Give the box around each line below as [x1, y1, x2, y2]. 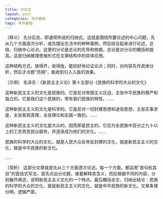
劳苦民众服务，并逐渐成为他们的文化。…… [21, 129, 106, 134]
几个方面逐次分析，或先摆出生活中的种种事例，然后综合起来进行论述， [9, 41, 149, 47]
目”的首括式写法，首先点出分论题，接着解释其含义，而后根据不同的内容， [5, 171, 152, 177]
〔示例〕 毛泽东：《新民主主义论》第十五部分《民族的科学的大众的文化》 [5, 80, 149, 85]
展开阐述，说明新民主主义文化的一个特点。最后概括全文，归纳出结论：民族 [9, 177, 158, 182]
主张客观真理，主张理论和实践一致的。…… [13, 112, 98, 118]
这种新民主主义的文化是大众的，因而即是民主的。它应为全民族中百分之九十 [5, 122, 154, 129]
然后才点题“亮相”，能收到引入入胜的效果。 [13, 69, 98, 75]
